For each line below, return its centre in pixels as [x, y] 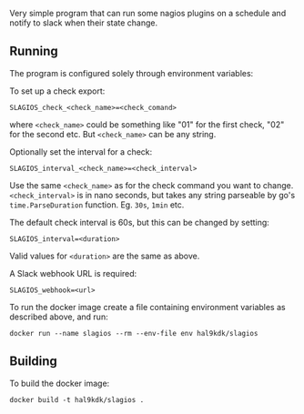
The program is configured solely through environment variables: [132, 73]
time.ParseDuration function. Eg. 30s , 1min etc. [97, 205]
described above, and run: [59, 317]
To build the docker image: [60, 383]
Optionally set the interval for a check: [81, 151]
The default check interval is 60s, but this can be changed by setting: [140, 222]
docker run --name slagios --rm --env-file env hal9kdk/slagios [134, 333]
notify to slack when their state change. [84, 23]
